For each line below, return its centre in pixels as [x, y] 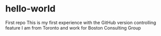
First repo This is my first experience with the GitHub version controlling [81, 22]
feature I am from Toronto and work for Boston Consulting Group [73, 27]
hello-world [31, 9]
